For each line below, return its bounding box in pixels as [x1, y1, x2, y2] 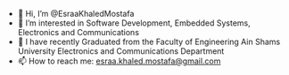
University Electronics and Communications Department [17, 46, 225, 56]
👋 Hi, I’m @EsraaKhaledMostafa [17, 9, 135, 19]
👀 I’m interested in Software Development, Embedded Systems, [17, 18, 252, 28]
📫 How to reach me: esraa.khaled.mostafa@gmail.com [17, 56, 221, 66]
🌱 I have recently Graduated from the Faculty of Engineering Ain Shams [17, 36, 281, 47]
